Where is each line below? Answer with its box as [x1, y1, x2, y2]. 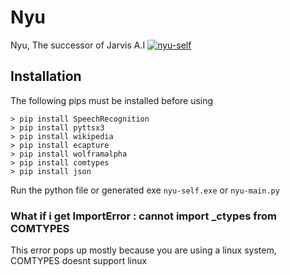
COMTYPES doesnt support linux [10, 255, 148, 267]
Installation [10, 68, 82, 85]
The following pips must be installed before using [10, 94, 214, 106]
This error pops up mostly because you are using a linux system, [10, 244, 277, 256]
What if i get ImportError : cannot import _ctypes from [10, 209, 277, 223]
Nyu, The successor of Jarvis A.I [10, 39, 146, 51]
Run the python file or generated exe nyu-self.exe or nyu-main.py [10, 184, 280, 196]
